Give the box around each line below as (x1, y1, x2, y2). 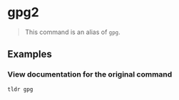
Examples (7, 48, 52, 60)
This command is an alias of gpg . (24, 28, 121, 36)
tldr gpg (7, 86, 34, 93)
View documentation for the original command (7, 70, 173, 79)
